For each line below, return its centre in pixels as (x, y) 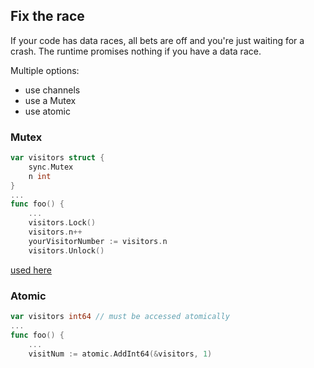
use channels (52, 90)
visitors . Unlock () (66, 250)
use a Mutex (50, 100)
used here (31, 270)
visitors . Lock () (62, 223)
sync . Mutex (51, 167)
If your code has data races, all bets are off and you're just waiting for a (157, 40)
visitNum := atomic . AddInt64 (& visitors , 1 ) (120, 354)
